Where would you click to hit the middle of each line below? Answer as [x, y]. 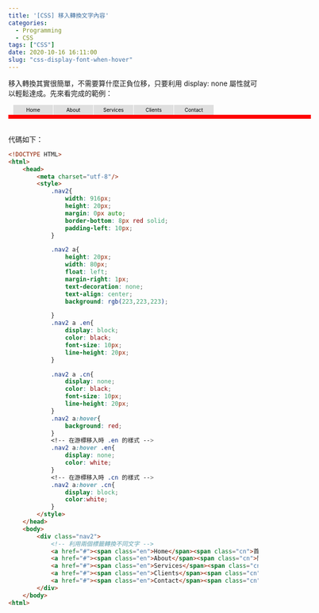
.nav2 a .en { [72, 323]
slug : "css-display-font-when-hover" [71, 60]
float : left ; [86, 272]
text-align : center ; [99, 294]
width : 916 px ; [88, 199]
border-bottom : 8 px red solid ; [117, 220]
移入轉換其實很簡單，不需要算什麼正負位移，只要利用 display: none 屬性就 [129, 83]
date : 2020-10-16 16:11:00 [53, 52]
